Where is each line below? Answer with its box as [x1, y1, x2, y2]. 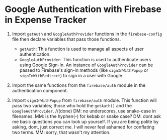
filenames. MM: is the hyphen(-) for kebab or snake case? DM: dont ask [12, 113, 161, 119]
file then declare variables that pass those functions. [12, 36, 121, 42]
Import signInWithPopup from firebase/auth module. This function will [12, 97, 157, 103]
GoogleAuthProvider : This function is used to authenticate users [19, 56, 151, 62]
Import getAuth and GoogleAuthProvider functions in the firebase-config [12, 31, 162, 37]
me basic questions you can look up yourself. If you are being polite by [12, 118, 159, 124]
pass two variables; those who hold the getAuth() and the [12, 102, 132, 108]
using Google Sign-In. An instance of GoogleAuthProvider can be [19, 62, 153, 68]
